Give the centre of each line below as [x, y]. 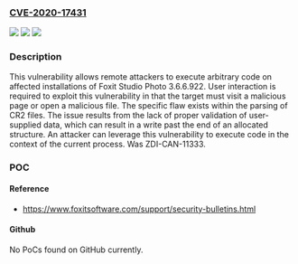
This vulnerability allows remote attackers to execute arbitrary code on [141, 76]
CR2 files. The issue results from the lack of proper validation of [128, 115]
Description [36, 57]
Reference [29, 189]
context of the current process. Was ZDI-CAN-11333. [107, 144]
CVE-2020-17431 [48, 13]
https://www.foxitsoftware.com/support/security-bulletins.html [139, 209]
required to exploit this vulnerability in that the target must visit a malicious [148, 96]
